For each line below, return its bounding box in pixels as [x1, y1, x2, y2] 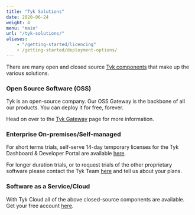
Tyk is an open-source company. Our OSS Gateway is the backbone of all [6, 98, 185, 105]
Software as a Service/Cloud [6, 183, 90, 191]
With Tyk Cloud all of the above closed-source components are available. [6, 196, 185, 203]
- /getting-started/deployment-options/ [17, 47, 118, 53]
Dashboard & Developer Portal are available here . [6, 150, 126, 157]
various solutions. [6, 69, 49, 77]
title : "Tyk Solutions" [6, 8, 65, 15]
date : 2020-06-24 [6, 14, 49, 20]
